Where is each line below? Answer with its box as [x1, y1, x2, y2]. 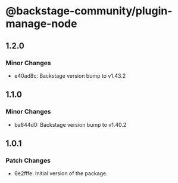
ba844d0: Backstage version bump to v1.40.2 [14, 121, 127, 128]
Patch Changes [5, 156, 51, 164]
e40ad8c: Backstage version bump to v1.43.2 [14, 72, 126, 79]
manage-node [5, 17, 77, 30]
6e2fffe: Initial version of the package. [14, 170, 108, 177]
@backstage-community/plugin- [5, 4, 173, 18]
